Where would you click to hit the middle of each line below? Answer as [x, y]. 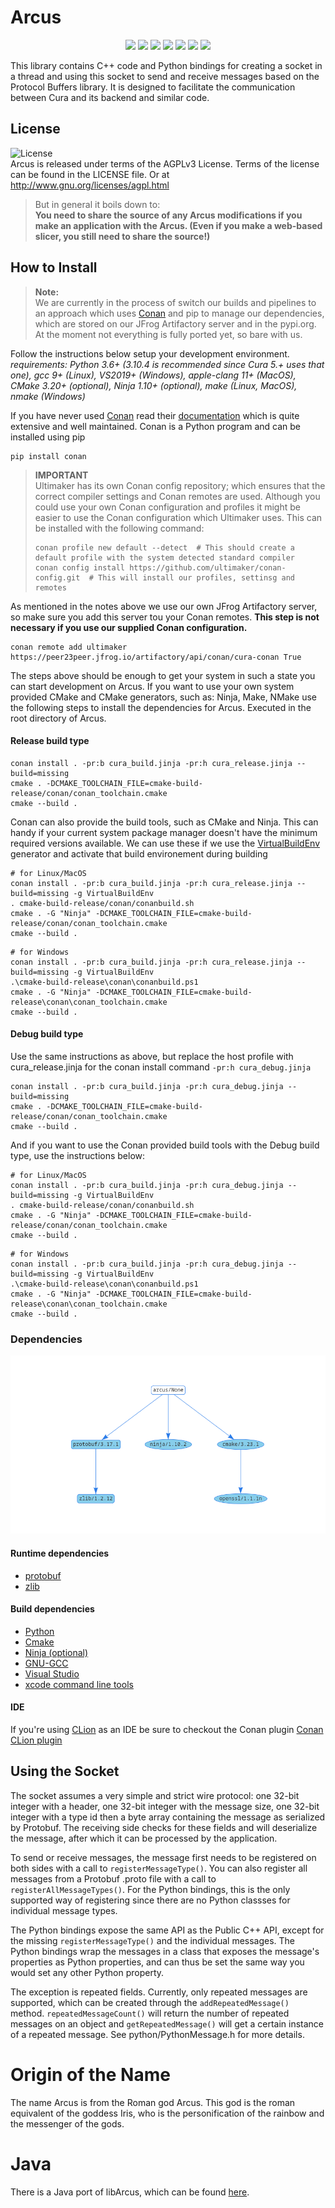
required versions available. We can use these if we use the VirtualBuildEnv [165, 843]
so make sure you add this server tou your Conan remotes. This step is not [165, 617]
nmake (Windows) [48, 396]
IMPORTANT [61, 475]
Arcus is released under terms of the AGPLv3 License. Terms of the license [165, 163]
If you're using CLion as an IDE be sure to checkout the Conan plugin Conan [167, 1730]
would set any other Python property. [87, 1972]
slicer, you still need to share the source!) [122, 236]
